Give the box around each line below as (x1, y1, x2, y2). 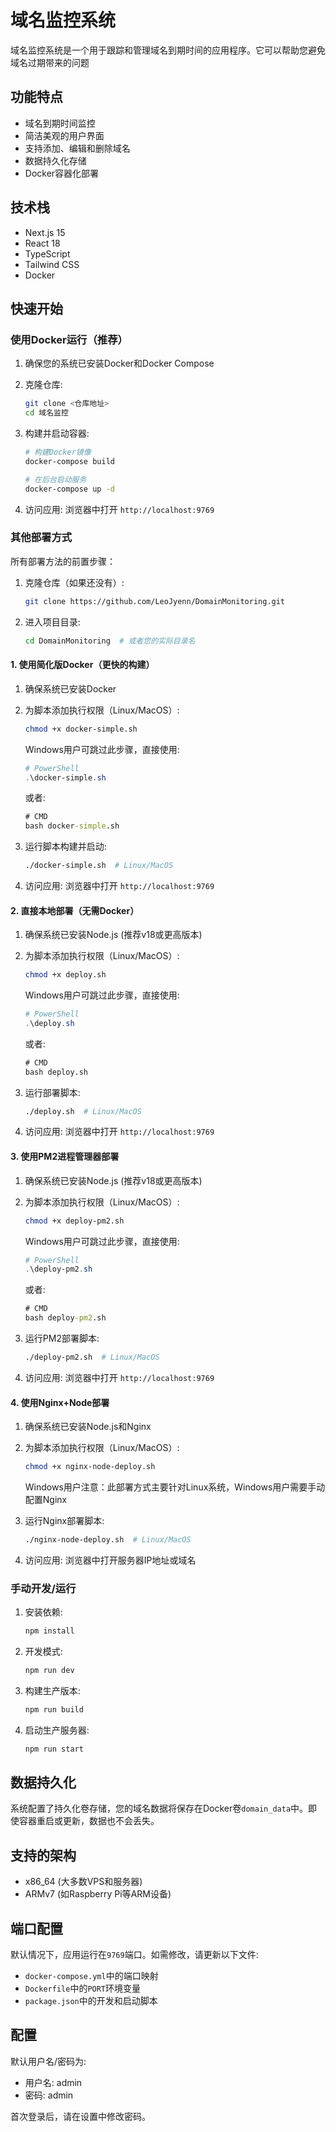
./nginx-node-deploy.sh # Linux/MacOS (24, 1534, 192, 1545)
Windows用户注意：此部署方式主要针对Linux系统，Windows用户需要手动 (24, 1481, 326, 1493)
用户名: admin (24, 2076, 83, 2088)
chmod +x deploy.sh (24, 970, 107, 980)
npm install (24, 1626, 75, 1636)
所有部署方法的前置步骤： (10, 555, 116, 567)
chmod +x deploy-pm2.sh (24, 1216, 125, 1226)
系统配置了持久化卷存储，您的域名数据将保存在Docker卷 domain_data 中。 (10, 1802, 309, 1815)
